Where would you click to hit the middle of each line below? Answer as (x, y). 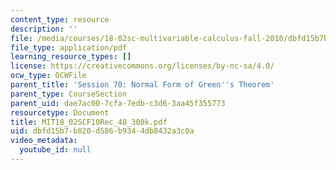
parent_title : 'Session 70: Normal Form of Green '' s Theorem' (142, 85)
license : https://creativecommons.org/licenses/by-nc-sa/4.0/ (142, 66)
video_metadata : (44, 141)
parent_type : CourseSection (69, 94)
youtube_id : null (55, 150)
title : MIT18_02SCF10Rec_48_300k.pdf (89, 122)
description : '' (44, 29)
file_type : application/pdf (69, 47)
